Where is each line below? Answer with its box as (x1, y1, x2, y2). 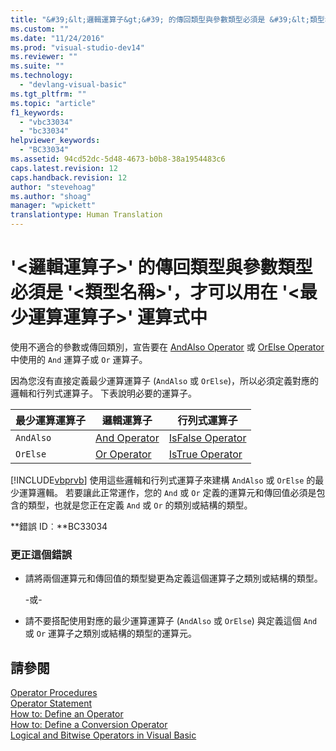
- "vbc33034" (19, 117, 74, 127)
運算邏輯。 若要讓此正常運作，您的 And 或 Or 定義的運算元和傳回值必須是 (18, 486, 317, 498)
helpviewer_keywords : (10, 136, 101, 146)
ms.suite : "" (10, 61, 65, 71)
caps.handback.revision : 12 (10, 172, 128, 183)
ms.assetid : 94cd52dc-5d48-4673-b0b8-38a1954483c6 (10, 154, 226, 164)
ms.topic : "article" (10, 98, 97, 108)
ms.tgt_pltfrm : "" (10, 89, 87, 99)
